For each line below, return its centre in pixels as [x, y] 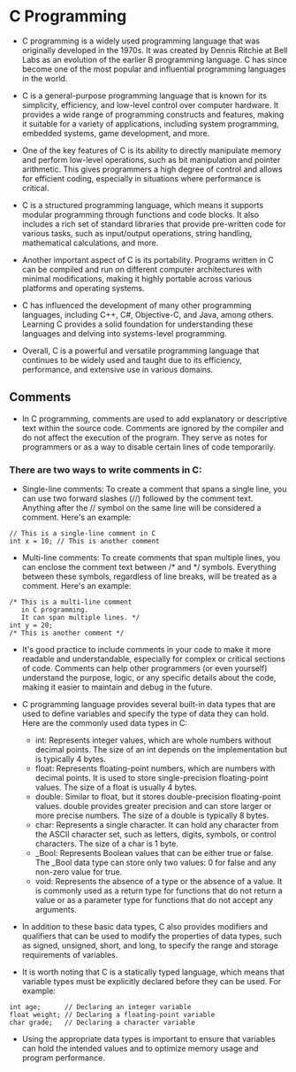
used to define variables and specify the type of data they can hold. [145, 713]
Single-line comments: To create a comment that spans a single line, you [154, 490]
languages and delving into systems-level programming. [124, 333]
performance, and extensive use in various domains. [118, 369]
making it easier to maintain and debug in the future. [117, 687]
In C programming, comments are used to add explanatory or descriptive [154, 419]
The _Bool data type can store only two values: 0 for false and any [156, 863]
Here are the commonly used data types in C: [105, 723]
